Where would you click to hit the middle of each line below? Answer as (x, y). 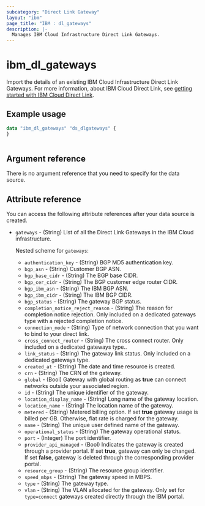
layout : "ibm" (24, 18)
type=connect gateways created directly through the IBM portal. (104, 497)
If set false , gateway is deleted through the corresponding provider (109, 458)
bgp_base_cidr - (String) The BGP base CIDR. (81, 275)
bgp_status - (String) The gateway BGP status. (83, 302)
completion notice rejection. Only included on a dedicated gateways (110, 314)
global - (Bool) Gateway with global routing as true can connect (105, 379)
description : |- (27, 29)
